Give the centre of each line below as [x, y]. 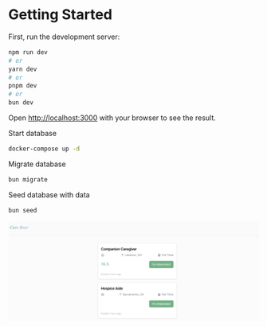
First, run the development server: [64, 37]
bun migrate [28, 179]
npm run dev [28, 52]
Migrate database [37, 164]
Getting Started [61, 15]
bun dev [21, 103]
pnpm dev [23, 86]
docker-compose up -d [44, 149]
